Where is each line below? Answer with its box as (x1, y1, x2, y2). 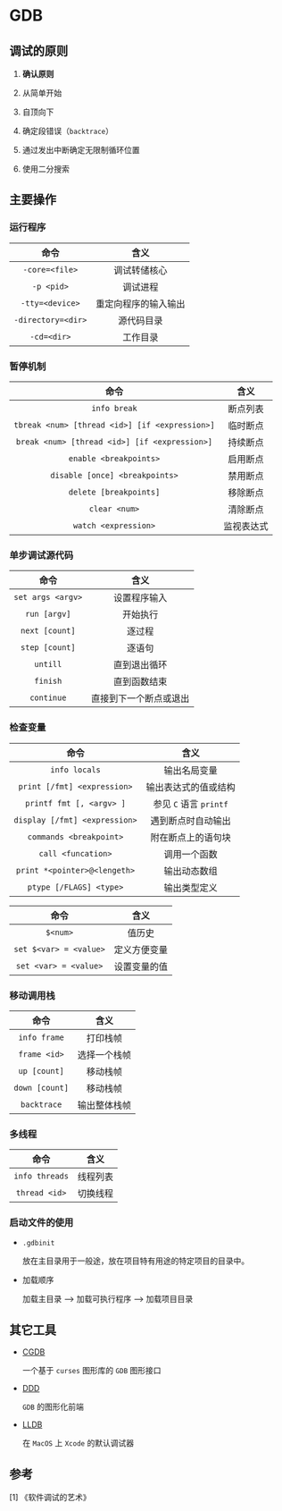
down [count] (13, 1083, 70, 1093)
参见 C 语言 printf (153, 798, 229, 810)
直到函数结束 (112, 676, 168, 688)
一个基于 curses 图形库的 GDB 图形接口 (21, 1365, 162, 1376)
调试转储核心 (112, 264, 168, 276)
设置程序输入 (112, 592, 168, 604)
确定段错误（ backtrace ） (21, 126, 114, 136)
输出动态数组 (163, 865, 218, 877)
